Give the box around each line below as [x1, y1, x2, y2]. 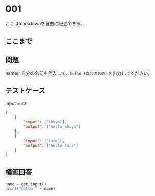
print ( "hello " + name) [5, 186, 56, 191]
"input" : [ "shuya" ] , [23, 119, 67, 124]
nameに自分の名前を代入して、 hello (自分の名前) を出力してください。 [5, 70, 153, 76]
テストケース [5, 86, 45, 95]
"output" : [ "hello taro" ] [23, 143, 79, 148]
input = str [5, 100, 27, 106]
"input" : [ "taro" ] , [23, 138, 65, 144]
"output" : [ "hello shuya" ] [23, 124, 81, 129]
